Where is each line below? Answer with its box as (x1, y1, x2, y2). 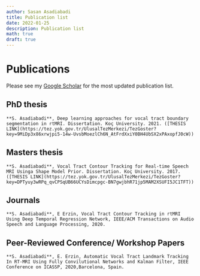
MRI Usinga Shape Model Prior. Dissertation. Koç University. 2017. (6, 168, 181, 174)
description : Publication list (6, 25, 84, 32)
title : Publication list (6, 14, 68, 20)
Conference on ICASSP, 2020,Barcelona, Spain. (6, 264, 125, 270)
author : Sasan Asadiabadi (6, 8, 71, 15)
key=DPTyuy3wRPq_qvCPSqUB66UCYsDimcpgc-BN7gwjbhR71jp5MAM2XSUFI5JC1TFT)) (6, 179, 195, 185)
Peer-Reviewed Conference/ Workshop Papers (6, 238, 185, 248)
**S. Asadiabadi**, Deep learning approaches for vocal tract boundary (6, 115, 189, 122)
